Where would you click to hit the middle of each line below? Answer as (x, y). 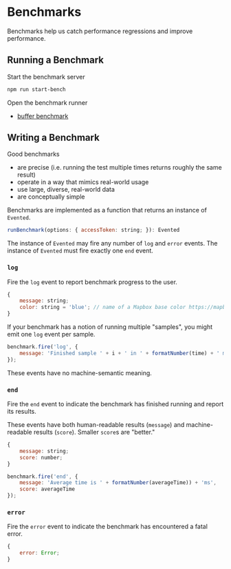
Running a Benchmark (56, 60)
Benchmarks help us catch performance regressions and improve (100, 31)
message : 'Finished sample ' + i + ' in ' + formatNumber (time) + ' (120, 353)
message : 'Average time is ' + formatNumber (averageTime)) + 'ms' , (118, 483)
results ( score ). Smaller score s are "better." (94, 432)
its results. (22, 412)
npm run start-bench (37, 89)
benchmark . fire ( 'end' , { (43, 477)
